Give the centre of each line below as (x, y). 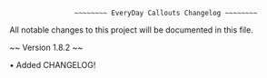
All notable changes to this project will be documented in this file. (132, 30)
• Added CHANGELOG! (53, 65)
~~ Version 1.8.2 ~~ (46, 47)
